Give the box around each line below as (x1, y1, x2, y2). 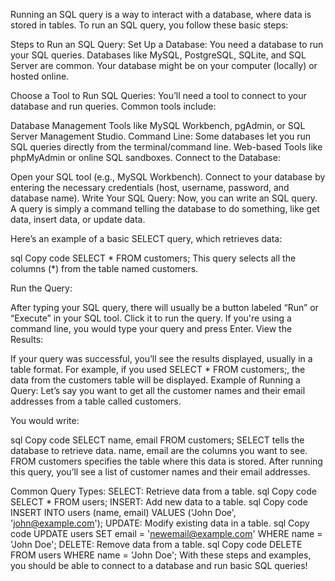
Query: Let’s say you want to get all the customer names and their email (10, 385, 306, 396)
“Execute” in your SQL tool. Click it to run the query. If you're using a (10, 312, 292, 324)
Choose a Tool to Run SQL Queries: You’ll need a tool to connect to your (10, 90, 307, 101)
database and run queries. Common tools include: (10, 100, 217, 112)
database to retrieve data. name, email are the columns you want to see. (10, 445, 308, 456)
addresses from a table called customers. (10, 395, 182, 407)
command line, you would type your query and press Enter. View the (10, 323, 293, 334)
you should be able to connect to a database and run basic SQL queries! (10, 560, 308, 571)
